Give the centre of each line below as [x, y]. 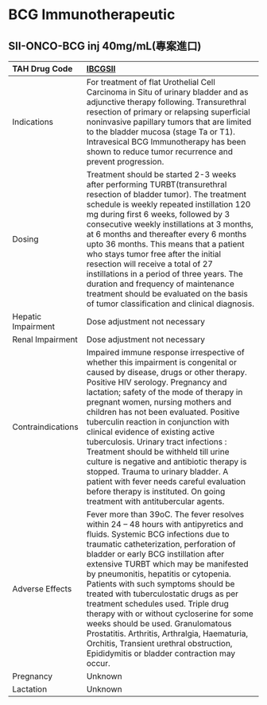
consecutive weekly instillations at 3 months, [170, 224]
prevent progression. [125, 162]
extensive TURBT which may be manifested [167, 564]
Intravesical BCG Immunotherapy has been [166, 142]
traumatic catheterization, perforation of [161, 544]
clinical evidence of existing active [151, 432]
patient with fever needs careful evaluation [166, 481]
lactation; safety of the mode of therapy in [164, 392]
